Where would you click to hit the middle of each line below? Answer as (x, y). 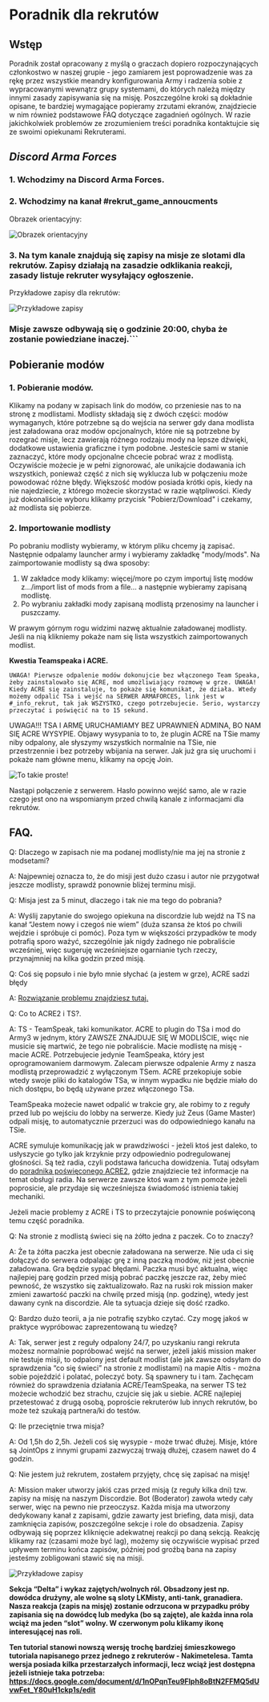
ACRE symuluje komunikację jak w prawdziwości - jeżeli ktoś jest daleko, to (133, 1145)
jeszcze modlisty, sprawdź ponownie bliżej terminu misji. (102, 885)
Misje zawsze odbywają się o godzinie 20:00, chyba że (118, 329)
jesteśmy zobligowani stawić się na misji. (77, 1558)
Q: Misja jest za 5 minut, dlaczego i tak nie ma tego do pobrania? (116, 900)
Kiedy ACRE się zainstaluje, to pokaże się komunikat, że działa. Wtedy (133, 689)
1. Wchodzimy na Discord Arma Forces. (87, 180)
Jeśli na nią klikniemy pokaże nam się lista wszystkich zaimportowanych (128, 636)
